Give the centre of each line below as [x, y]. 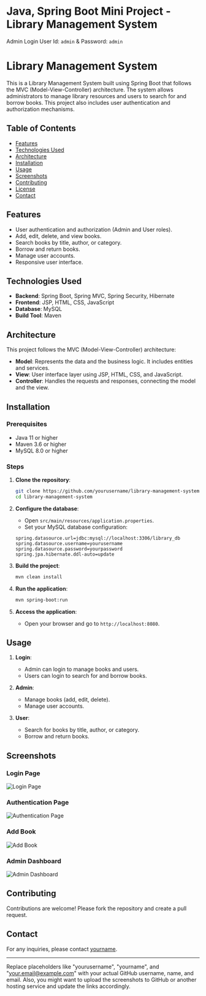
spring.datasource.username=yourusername [69, 543]
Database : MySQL [39, 309]
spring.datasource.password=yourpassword [69, 549]
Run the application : [41, 588]
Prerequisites [27, 424]
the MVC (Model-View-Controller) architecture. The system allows [90, 90]
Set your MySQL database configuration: [76, 527]
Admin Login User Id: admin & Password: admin [65, 41]
